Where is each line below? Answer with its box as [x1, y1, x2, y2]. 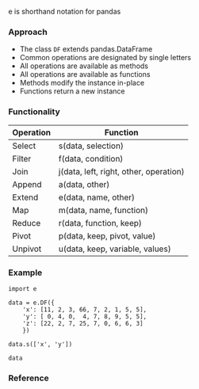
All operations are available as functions [19, 70, 151, 79]
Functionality [8, 106, 61, 117]
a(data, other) [58, 178, 110, 189]
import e [8, 284, 37, 292]
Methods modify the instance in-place [19, 78, 145, 88]
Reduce [12, 217, 41, 228]
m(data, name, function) [58, 204, 149, 215]
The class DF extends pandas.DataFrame [19, 44, 153, 54]
